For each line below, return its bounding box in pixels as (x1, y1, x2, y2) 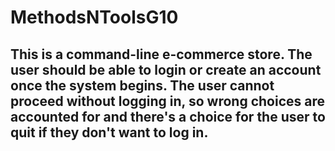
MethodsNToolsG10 (10, 6, 179, 29)
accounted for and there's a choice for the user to (10, 108, 326, 125)
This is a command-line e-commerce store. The (10, 46, 313, 63)
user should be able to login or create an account (10, 61, 322, 78)
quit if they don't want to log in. (10, 124, 209, 141)
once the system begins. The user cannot (10, 77, 275, 94)
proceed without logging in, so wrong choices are (10, 92, 325, 110)
